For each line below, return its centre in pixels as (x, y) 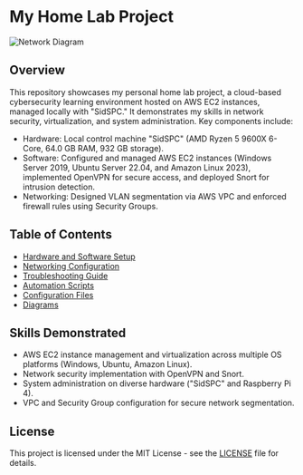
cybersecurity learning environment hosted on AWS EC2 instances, (135, 102)
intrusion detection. (58, 187)
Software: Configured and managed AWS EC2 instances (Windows (147, 158)
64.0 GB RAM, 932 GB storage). (104, 148)
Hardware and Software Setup (79, 257)
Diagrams (40, 305)
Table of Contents (61, 234)
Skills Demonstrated (68, 333)
